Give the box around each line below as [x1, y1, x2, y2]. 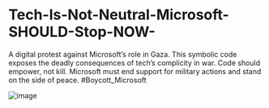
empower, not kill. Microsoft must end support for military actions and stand [8, 66, 262, 76]
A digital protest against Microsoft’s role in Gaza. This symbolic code [8, 49, 237, 59]
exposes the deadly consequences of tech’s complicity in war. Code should [8, 58, 261, 68]
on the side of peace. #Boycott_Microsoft [8, 75, 147, 85]
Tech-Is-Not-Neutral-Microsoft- [8, 6, 229, 24]
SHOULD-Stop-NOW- [8, 23, 156, 41]
